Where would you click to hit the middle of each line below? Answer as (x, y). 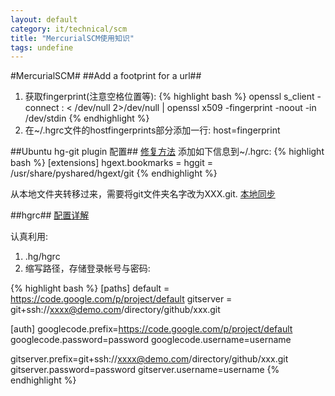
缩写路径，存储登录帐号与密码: (87, 268)
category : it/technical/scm (69, 29)
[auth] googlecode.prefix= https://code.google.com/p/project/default (151, 329)
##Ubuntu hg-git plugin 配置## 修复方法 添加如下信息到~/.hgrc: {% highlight (167, 152)
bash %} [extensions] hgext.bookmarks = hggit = (112, 163)
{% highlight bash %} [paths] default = (90, 288)
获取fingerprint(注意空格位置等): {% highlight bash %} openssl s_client (169, 97)
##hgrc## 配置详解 (50, 215)
